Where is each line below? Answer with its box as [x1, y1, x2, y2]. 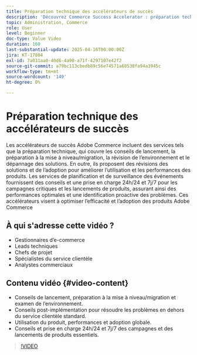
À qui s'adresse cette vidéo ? [6, 221, 114, 231]
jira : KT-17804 [6, 52, 43, 58]
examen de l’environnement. [14, 300, 83, 307]
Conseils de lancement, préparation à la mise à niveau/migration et [14, 293, 176, 301]
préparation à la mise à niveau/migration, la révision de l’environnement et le [6, 153, 190, 161]
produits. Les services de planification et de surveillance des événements [6, 172, 184, 179]
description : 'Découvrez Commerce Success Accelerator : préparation [6, 14, 180, 20]
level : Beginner [6, 30, 46, 36]
